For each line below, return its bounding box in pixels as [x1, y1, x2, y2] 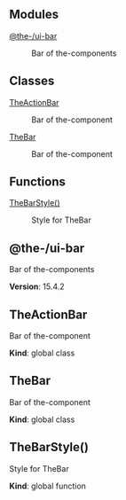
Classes [9, 74, 55, 89]
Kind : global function [9, 480, 87, 491]
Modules [9, 7, 59, 22]
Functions [9, 175, 67, 190]
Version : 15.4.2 [9, 281, 65, 292]
